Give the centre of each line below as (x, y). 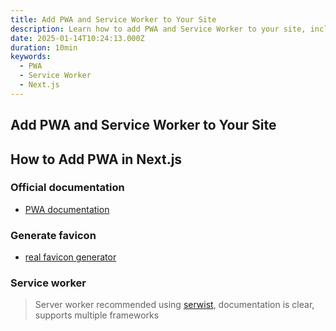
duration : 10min (44, 47)
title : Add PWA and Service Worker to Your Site (113, 19)
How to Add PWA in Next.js (96, 159)
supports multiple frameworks (97, 315)
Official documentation (67, 188)
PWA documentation (67, 209)
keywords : (31, 57)
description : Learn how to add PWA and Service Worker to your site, (158, 29)
